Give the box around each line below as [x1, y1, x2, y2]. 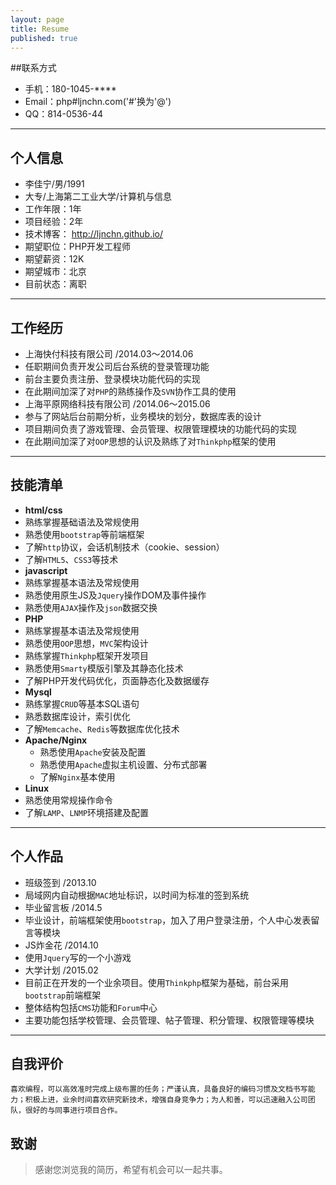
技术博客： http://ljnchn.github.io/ [24, 228, 164, 240]
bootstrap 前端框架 [24, 989, 102, 1001]
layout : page [10, 14, 65, 25]
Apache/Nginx [24, 734, 88, 746]
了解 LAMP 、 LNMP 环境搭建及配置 [24, 806, 150, 818]
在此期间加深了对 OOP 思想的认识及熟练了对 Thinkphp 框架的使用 [24, 436, 277, 447]
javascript [24, 564, 68, 576]
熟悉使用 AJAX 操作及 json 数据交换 [24, 601, 158, 613]
